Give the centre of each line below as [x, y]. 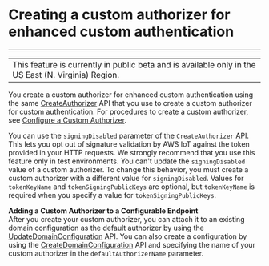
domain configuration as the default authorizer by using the [106, 228]
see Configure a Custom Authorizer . [67, 120]
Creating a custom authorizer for [119, 15]
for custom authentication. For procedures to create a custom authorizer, [128, 111]
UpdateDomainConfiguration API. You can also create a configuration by [128, 236]
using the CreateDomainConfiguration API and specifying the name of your [132, 244]
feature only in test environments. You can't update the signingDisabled [127, 161]
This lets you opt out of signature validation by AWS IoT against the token [129, 144]
